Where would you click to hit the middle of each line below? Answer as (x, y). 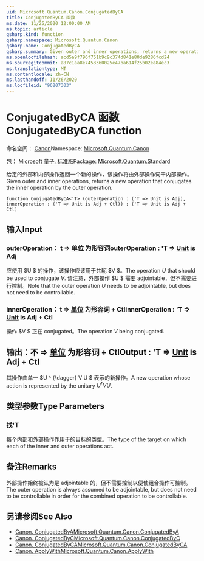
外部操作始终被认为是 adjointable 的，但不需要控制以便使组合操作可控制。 (99, 483)
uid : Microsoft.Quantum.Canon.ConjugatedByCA (65, 12)
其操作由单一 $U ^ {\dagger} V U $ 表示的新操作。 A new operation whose (98, 377)
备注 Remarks (32, 467)
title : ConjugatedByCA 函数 (41, 18)
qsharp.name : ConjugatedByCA (43, 46)
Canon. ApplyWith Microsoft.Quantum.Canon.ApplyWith (84, 551)
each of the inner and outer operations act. (60, 446)
